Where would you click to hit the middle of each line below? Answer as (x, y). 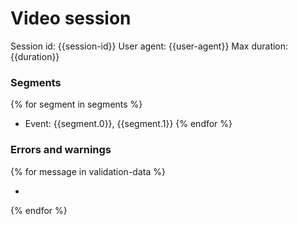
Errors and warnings (61, 150)
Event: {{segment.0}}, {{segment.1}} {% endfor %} (128, 124)
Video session (71, 18)
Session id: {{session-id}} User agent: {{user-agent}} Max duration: (149, 46)
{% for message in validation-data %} (88, 171)
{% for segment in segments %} (76, 104)
